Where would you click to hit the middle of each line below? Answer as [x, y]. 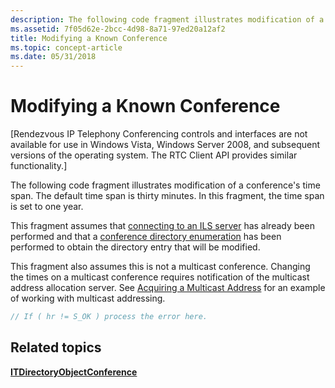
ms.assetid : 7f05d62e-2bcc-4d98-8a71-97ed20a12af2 [118, 29]
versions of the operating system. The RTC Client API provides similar [154, 155]
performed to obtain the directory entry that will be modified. [135, 247]
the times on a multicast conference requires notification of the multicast [160, 277]
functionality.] [39, 166]
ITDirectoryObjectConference [74, 372]
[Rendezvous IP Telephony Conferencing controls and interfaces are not [159, 134]
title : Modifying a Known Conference [89, 38]
